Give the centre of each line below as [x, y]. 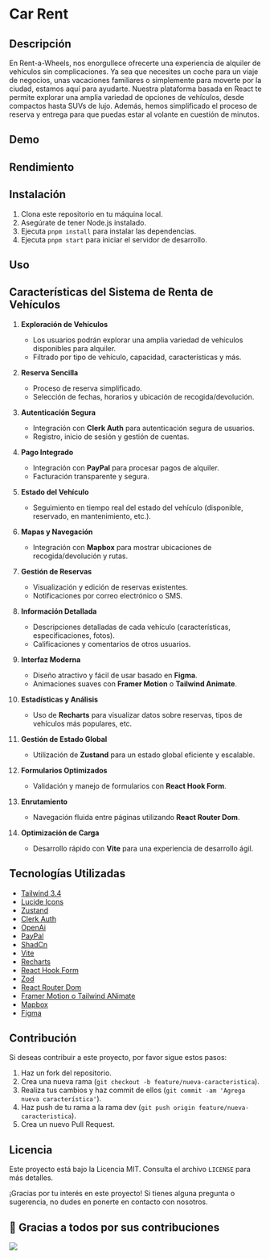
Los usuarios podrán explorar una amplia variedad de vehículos [138, 340]
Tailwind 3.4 [41, 893]
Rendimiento [42, 167]
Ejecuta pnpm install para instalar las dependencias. [108, 231]
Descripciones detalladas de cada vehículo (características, [132, 627]
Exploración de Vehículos [64, 324]
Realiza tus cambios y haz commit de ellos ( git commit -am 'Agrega [133, 1090]
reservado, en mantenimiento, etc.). [92, 516]
